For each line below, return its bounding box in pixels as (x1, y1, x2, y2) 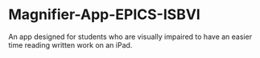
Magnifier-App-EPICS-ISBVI (8, 6, 201, 24)
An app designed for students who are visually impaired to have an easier (8, 32, 252, 41)
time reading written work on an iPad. (8, 40, 133, 49)
